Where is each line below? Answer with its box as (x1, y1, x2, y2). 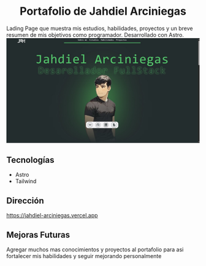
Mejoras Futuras (6, 229, 71, 240)
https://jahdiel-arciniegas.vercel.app (6, 212, 98, 219)
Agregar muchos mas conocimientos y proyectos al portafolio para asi (6, 246, 184, 253)
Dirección (6, 195, 44, 206)
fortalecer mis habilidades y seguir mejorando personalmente (6, 252, 162, 260)
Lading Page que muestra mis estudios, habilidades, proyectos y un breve (6, 25, 193, 32)
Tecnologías (6, 155, 55, 165)
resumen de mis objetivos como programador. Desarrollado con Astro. (6, 31, 184, 38)
